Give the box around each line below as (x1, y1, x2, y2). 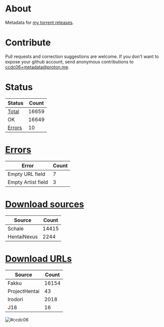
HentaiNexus (7, 233, 38, 240)
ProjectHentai (7, 288, 40, 295)
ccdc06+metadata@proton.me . (5, 64, 70, 70)
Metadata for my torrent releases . (5, 19, 74, 25)
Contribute (5, 37, 51, 48)
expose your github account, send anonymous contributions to (5, 58, 134, 65)
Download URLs (5, 253, 72, 264)
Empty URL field (7, 170, 46, 177)
